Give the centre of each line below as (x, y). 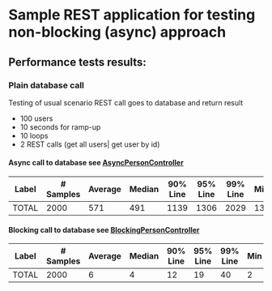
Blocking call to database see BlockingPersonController (104, 229)
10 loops (34, 135)
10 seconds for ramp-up (60, 126)
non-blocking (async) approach (117, 32)
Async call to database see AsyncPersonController (96, 163)
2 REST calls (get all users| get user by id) (90, 144)
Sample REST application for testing (132, 15)
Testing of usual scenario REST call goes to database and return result (126, 102)
